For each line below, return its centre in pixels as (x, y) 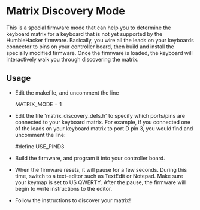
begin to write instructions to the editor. (63, 188)
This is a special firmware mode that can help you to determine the (89, 28)
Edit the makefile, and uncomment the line (67, 92)
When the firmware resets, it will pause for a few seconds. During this (101, 169)
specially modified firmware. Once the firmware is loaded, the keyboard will (99, 53)
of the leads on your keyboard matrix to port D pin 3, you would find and (104, 128)
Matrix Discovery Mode (66, 11)
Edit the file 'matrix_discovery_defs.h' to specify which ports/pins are (100, 115)
